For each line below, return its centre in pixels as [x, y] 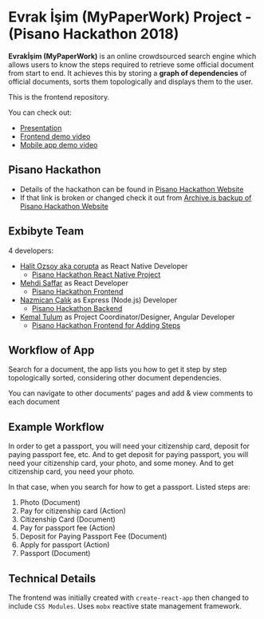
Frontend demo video [55, 136]
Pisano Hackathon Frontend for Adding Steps [106, 325]
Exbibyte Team [46, 231]
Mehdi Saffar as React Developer [74, 282]
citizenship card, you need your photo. [72, 471]
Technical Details [52, 578]
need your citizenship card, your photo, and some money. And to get [121, 463]
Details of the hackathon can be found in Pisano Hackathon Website [132, 189]
